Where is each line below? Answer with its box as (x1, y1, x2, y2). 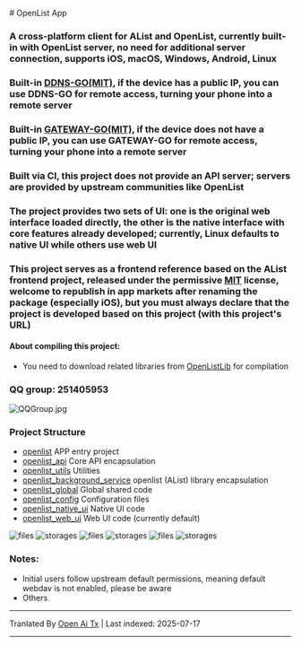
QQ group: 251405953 (9, 383, 109, 396)
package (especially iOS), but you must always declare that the (9, 296, 289, 309)
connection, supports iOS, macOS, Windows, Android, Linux (9, 52, 278, 65)
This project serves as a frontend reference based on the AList (9, 262, 288, 275)
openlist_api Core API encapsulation (21, 456, 156, 467)
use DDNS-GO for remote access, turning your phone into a (9, 87, 273, 100)
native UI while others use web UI (9, 238, 158, 250)
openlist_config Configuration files (21, 493, 150, 505)
